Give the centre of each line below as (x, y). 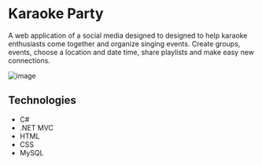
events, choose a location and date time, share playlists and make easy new (131, 52)
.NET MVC (36, 127)
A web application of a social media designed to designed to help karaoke (128, 35)
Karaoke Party (56, 14)
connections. (30, 60)
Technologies (42, 100)
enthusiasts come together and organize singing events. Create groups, (124, 43)
